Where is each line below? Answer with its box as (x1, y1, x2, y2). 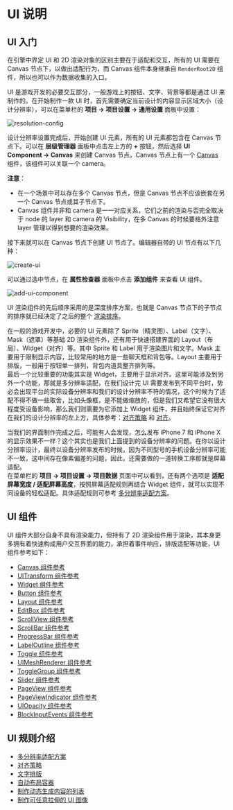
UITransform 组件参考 (17, 571, 80, 580)
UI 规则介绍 (7, 732, 55, 744)
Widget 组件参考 (17, 580, 64, 588)
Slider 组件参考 (17, 675, 60, 684)
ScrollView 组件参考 (17, 614, 74, 623)
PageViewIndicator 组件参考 (17, 693, 98, 701)
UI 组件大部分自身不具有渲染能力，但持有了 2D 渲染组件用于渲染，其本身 (7, 531, 215, 539)
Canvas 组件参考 (17, 562, 65, 571)
